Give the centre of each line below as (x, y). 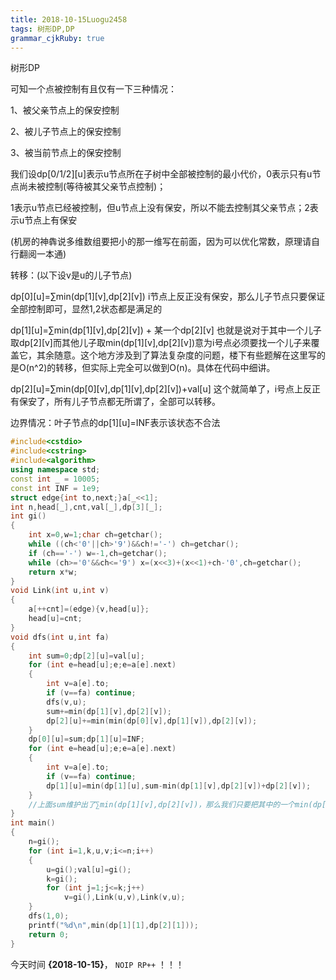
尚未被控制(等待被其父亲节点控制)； (92, 187)
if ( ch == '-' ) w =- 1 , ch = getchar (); (98, 553)
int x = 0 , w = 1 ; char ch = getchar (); (95, 535)
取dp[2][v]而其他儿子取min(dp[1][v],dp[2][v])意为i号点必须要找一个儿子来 (161, 343)
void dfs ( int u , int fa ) (60, 637)
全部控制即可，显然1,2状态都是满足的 (86, 309)
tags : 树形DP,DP (42, 29)
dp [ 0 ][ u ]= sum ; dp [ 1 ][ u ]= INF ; (86, 739)
